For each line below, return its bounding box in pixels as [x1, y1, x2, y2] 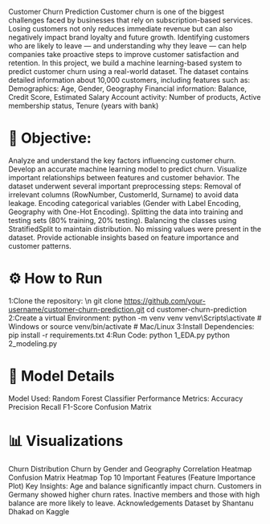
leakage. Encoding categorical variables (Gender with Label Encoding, [8, 198, 241, 208]
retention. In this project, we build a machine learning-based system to [8, 58, 243, 68]
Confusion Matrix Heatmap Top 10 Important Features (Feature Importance [8, 472, 256, 482]
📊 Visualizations [8, 432, 124, 450]
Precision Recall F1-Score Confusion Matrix [8, 402, 152, 411]
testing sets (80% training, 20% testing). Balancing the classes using [8, 215, 237, 225]
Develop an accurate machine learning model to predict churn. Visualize [8, 164, 247, 174]
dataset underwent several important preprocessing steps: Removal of [8, 181, 242, 191]
